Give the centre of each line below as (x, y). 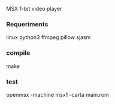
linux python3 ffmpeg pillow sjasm (49, 37)
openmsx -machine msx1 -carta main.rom (58, 94)
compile (18, 53)
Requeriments (27, 24)
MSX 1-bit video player (34, 9)
